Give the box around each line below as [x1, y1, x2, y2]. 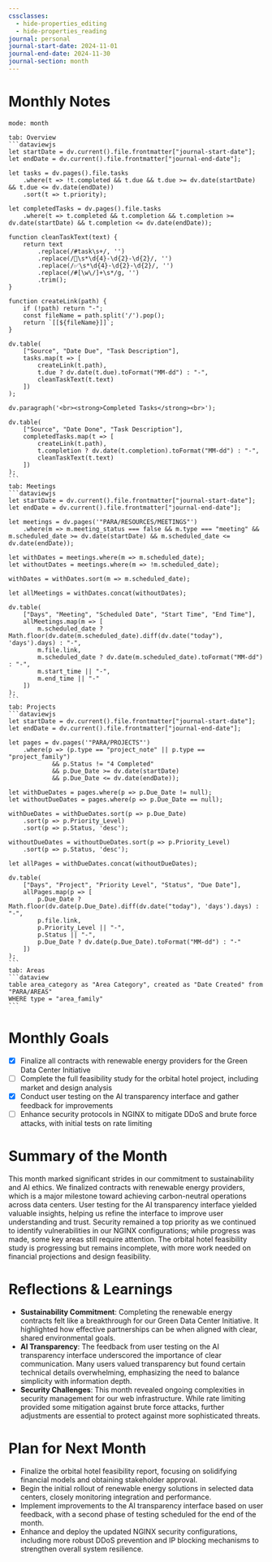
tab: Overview [8, 133, 57, 142]
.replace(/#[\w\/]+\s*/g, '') [37, 268, 140, 277]
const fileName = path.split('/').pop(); [23, 311, 165, 320]
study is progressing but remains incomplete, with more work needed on [8, 1242, 252, 1253]
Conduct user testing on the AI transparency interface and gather [19, 1091, 240, 1101]
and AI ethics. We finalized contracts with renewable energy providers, [8, 1182, 245, 1192]
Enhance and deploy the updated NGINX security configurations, [19, 1526, 238, 1536]
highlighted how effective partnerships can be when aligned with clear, [19, 1324, 258, 1334]
